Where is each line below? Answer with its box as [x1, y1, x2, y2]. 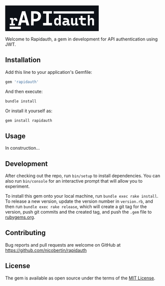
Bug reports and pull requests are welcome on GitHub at [5, 242, 121, 248]
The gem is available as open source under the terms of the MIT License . [5, 275, 156, 281]
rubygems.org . [5, 214, 35, 220]
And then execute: [5, 88, 43, 94]
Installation [5, 56, 41, 64]
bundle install [5, 98, 37, 104]
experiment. [5, 183, 30, 190]
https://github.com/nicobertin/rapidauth [5, 247, 87, 253]
